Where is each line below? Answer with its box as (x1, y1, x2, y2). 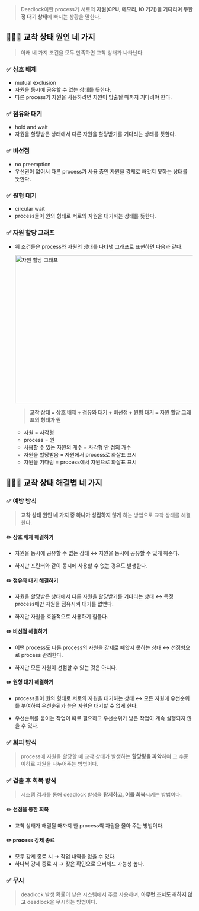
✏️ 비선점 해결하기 (6, 627, 48, 634)
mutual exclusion (14, 79, 56, 86)
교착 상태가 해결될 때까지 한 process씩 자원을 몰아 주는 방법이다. (14, 822, 164, 829)
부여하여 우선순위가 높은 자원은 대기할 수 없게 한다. (21, 702, 138, 709)
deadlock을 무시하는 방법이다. (27, 899, 98, 906)
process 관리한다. (21, 651, 63, 658)
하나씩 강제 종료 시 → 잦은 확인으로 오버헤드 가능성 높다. (14, 860, 145, 867)
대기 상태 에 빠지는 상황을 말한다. (26, 13, 101, 20)
